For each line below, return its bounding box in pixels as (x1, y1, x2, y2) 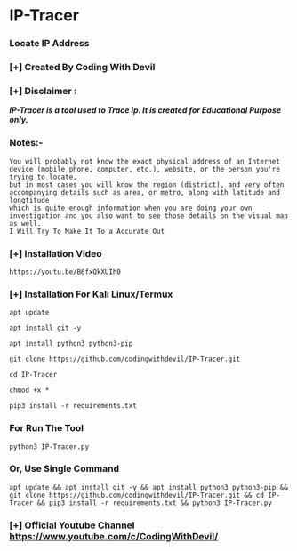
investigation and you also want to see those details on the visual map (9, 211, 289, 220)
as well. (9, 219, 42, 228)
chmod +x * (9, 386, 50, 395)
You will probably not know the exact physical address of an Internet (9, 156, 280, 165)
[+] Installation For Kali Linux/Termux (9, 288, 173, 300)
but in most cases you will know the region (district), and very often (9, 180, 285, 189)
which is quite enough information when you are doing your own (9, 204, 253, 212)
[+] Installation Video (9, 247, 102, 260)
